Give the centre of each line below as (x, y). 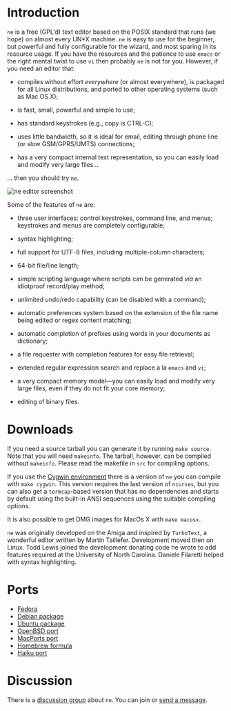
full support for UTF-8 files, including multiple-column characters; (111, 252)
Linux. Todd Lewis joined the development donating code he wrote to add (112, 547)
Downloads (40, 430)
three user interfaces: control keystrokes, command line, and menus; (115, 218)
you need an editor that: (41, 68)
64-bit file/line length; (48, 265)
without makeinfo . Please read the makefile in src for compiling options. (109, 463)
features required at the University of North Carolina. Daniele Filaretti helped (115, 554)
